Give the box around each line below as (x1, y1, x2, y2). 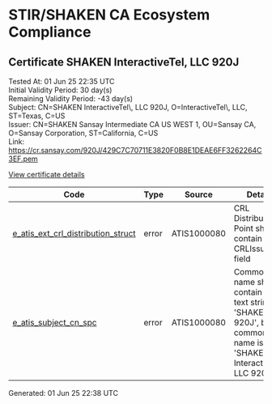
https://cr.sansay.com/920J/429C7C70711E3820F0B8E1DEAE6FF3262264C (8, 146, 262, 155)
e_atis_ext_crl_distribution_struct (12, 228, 136, 239)
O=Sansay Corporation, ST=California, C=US (8, 128, 159, 138)
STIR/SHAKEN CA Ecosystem (8, 6, 210, 24)
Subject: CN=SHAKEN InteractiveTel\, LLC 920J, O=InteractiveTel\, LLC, (8, 103, 248, 112)
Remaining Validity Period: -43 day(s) (8, 94, 134, 103)
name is (233, 338, 264, 348)
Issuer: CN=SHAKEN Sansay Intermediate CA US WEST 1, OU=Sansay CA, (8, 120, 257, 129)
